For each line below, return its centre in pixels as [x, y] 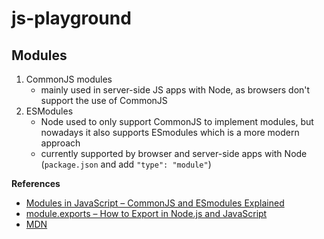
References [36, 183]
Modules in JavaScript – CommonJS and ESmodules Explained [155, 203]
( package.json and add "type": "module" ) [126, 164]
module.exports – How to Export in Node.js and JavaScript [146, 213]
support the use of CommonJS [104, 100]
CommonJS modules [69, 79]
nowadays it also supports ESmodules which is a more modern [170, 132]
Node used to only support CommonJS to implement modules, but [177, 121]
